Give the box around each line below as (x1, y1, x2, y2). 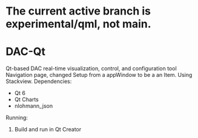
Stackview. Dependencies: (5, 77, 72, 85)
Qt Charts (14, 96, 39, 103)
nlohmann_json (14, 102, 53, 110)
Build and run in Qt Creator (14, 126, 82, 133)
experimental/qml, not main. (5, 17, 152, 31)
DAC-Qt (5, 45, 46, 59)
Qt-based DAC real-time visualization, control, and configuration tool (5, 65, 177, 72)
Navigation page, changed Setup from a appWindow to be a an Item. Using (5, 71, 193, 79)
